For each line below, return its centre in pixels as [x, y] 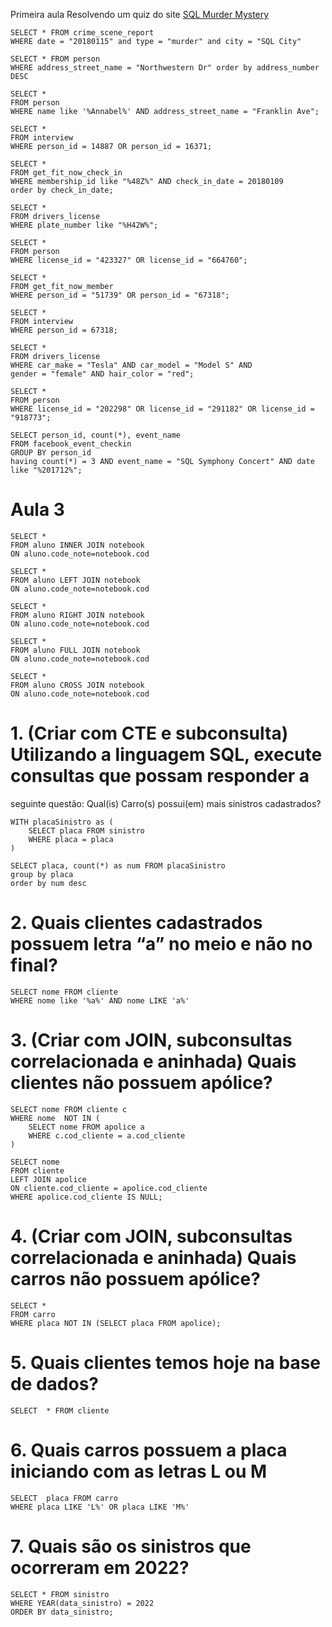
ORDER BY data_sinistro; [62, 1612]
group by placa [42, 874]
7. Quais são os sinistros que [131, 1546]
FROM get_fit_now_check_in [66, 173]
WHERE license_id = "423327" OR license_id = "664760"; [129, 260]
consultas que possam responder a [160, 776]
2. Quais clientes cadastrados [136, 923]
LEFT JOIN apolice [48, 1179]
